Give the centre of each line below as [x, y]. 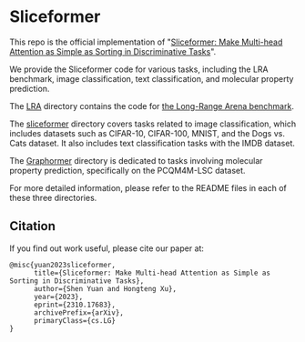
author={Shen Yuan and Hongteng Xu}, [105, 288]
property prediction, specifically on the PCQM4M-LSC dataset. [127, 170]
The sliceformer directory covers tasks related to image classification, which [153, 124]
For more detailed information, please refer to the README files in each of [148, 187]
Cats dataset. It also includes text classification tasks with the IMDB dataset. [152, 143]
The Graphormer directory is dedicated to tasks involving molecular [136, 160]
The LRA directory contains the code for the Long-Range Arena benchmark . [152, 106]
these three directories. [53, 197]
